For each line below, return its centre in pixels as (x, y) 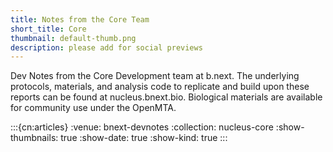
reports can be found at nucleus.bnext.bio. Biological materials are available (166, 97)
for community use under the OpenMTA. (93, 108)
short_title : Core (48, 29)
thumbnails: (34, 138)
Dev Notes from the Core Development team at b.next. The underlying (155, 76)
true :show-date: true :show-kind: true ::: (144, 138)
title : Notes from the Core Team (80, 19)
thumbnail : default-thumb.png (73, 38)
